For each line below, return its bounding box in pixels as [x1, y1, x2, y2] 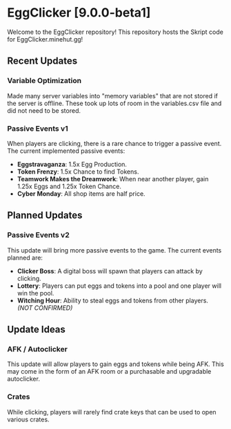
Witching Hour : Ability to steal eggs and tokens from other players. [17, 296, 209, 304]
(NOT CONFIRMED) [17, 303, 73, 312]
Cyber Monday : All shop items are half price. [17, 189, 146, 198]
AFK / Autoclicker [7, 344, 68, 354]
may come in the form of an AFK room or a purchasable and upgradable [7, 367, 212, 376]
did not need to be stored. [7, 106, 81, 115]
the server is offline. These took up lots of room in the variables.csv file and [7, 99, 222, 107]
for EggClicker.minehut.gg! [7, 35, 83, 43]
